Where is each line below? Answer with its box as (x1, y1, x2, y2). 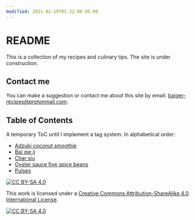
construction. (6, 59, 38, 66)
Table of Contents (6, 115, 73, 125)
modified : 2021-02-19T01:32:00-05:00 (6, 8, 99, 15)
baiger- (167, 92, 186, 99)
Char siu (14, 155, 35, 162)
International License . (6, 196, 59, 203)
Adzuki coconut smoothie (14, 142, 77, 150)
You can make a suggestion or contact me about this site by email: (6, 92, 167, 99)
